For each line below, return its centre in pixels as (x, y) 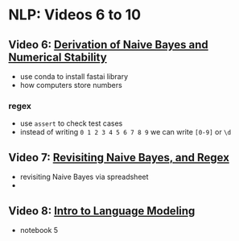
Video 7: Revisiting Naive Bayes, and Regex (119, 158)
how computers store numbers (71, 85)
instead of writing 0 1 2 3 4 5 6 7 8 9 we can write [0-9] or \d (126, 132)
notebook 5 (39, 230)
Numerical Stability (58, 57)
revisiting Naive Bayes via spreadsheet (84, 177)
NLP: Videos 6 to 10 (75, 15)
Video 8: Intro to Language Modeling (102, 211)
